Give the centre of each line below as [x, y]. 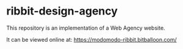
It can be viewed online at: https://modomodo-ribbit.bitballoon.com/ [91, 39]
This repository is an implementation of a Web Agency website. [86, 28]
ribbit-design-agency [62, 11]
